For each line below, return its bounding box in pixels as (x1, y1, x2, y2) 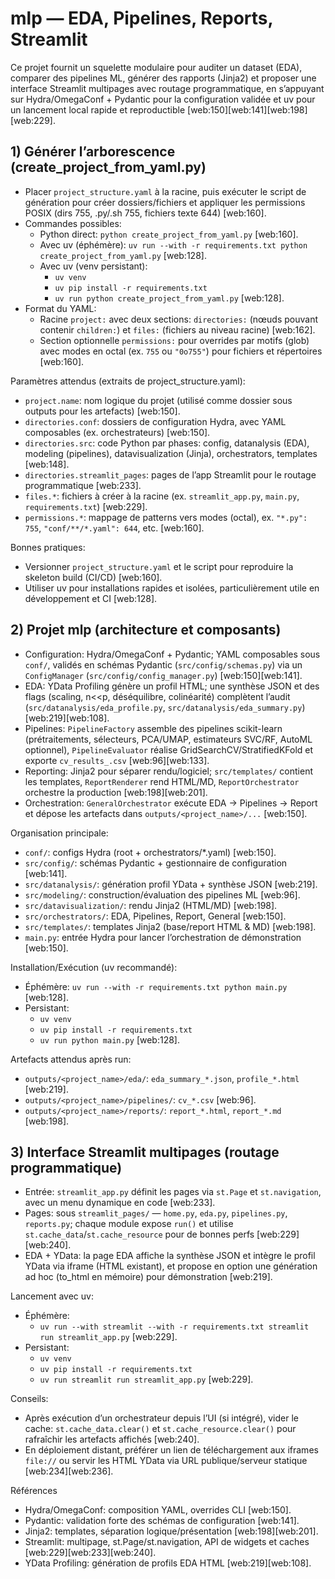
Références (10, 1485, 58, 1497)
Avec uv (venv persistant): (39, 260, 148, 272)
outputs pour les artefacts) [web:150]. (24, 405, 181, 417)
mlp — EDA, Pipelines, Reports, (10, 7, 273, 30)
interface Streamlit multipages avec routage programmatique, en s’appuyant (10, 82, 325, 94)
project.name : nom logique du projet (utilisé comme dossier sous (24, 394, 293, 406)
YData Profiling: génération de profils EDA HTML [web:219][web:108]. (24, 1557, 312, 1569)
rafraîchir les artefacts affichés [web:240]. (24, 1433, 200, 1446)
